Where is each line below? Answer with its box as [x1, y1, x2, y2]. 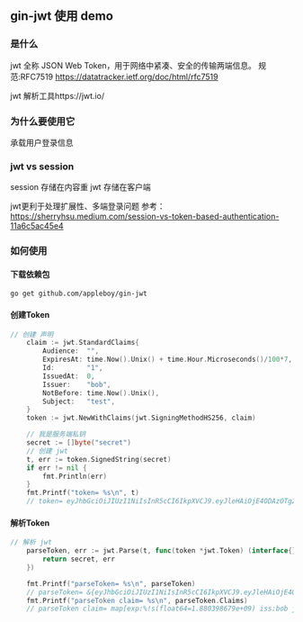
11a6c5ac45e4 [10, 221, 64, 231]
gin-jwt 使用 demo [10, 8, 113, 24]
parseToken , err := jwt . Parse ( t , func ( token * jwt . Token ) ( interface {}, [26, 546, 300, 555]
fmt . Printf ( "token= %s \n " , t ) [26, 489, 140, 498]
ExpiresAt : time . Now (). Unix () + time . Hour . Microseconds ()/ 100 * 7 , [42, 355, 293, 365]
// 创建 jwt [26, 446, 68, 455]
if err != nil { [26, 463, 88, 473]
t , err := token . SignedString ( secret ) [26, 455, 172, 464]
